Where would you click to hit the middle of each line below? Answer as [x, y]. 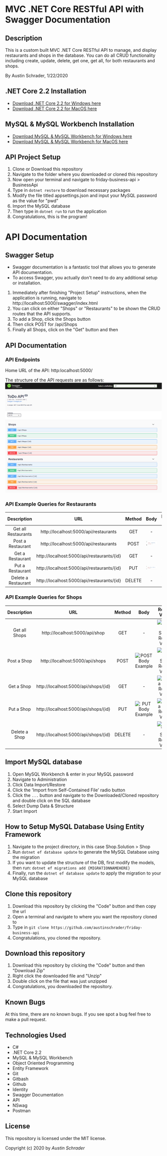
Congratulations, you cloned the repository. [57, 938]
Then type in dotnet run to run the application [59, 211]
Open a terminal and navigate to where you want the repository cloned [85, 916]
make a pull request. [26, 1020]
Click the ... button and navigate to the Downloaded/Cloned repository [85, 795]
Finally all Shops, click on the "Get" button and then [65, 330]
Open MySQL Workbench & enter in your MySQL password [73, 774]
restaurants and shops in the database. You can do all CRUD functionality [80, 55]
